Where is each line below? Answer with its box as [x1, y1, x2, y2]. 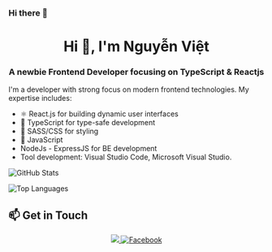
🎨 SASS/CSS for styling [19, 126, 99, 137]
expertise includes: [8, 93, 72, 103]
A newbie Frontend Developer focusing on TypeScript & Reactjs [8, 67, 265, 78]
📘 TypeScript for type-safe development [19, 118, 156, 128]
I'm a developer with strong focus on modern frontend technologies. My [8, 85, 249, 94]
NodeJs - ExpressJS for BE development [19, 144, 158, 154]
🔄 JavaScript [19, 135, 63, 145]
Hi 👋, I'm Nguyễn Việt [63, 37, 209, 56]
